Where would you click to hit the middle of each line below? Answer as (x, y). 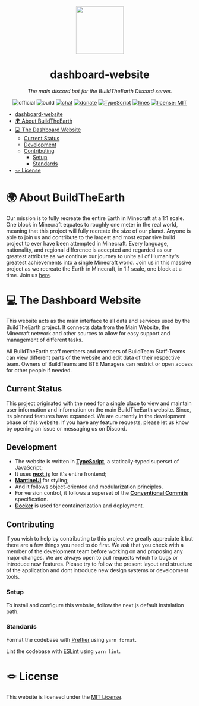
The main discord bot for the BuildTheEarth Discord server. (100, 91)
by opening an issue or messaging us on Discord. (67, 428)
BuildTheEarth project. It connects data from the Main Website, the (88, 327)
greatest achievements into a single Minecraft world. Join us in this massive (99, 262)
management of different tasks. (45, 340)
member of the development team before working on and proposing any (94, 551)
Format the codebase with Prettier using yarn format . (71, 639)
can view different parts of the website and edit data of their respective (93, 357)
